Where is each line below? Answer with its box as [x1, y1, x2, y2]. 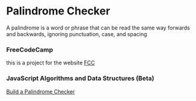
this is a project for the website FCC [6, 59, 95, 67]
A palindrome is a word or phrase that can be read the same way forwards [6, 24, 191, 31]
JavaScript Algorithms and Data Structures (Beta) [6, 74, 155, 82]
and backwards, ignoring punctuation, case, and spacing [6, 30, 147, 37]
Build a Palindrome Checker [6, 88, 75, 95]
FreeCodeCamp [6, 45, 54, 54]
